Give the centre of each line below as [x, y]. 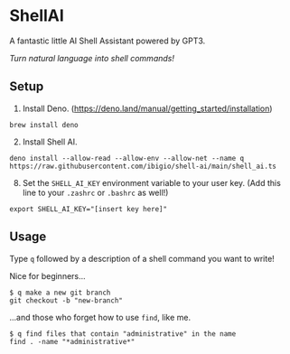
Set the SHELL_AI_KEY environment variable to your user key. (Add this [152, 182]
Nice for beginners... [47, 275]
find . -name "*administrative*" [72, 341]
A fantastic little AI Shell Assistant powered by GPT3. [108, 41]
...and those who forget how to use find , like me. [100, 317]
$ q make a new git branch [60, 293]
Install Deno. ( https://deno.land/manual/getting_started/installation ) [147, 108]
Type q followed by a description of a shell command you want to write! [142, 258]
